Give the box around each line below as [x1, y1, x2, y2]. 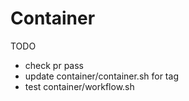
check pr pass [24, 59, 84, 71]
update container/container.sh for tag [24, 70, 179, 82]
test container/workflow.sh [24, 80, 135, 92]
